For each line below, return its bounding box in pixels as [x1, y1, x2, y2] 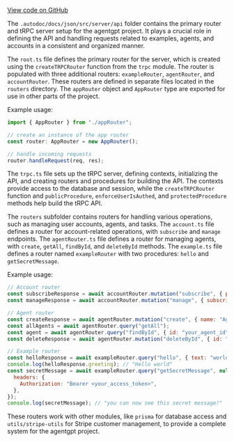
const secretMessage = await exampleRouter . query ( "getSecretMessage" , [7, 368, 217, 374]
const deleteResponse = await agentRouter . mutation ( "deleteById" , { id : [7, 336, 223, 342]
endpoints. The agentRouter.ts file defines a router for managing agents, [7, 235, 217, 243]
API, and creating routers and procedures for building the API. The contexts [7, 177, 224, 185]
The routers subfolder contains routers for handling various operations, [7, 212, 213, 221]
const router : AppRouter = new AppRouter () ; [7, 138, 139, 145]
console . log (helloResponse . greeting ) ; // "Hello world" [7, 361, 173, 368]
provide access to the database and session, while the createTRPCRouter [7, 184, 215, 193]
